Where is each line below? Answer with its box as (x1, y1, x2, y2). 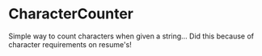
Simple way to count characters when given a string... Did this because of (8, 31, 255, 41)
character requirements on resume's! (8, 39, 132, 49)
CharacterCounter (8, 5, 134, 23)
